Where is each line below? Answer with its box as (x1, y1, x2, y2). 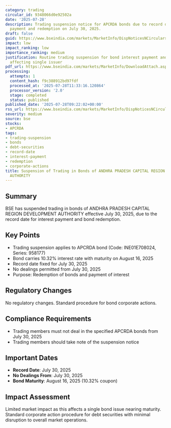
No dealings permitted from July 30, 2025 (12, 266, 101, 272)
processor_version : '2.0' (10, 88, 65, 93)
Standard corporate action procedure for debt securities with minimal (5, 412, 151, 418)
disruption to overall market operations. (5, 417, 88, 423)
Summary (5, 192, 37, 201)
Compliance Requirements (5, 315, 92, 323)
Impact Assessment (5, 392, 70, 401)
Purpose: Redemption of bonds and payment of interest (12, 271, 130, 277)
